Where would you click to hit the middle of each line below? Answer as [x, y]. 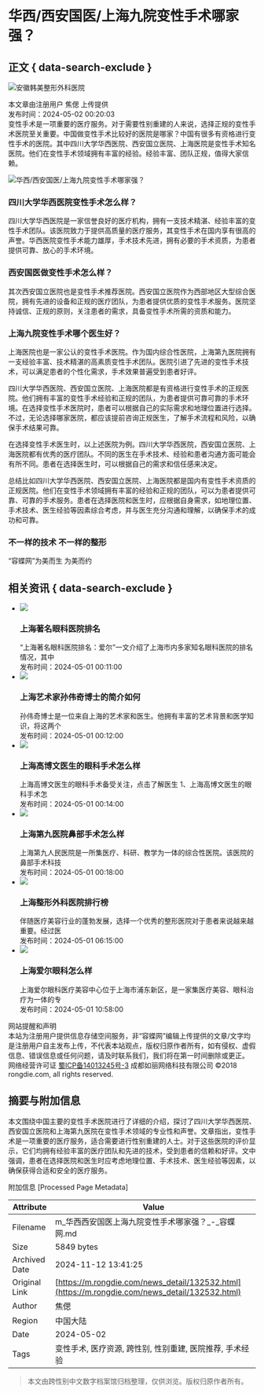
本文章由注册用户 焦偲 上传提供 [58, 104]
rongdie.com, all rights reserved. [61, 1074]
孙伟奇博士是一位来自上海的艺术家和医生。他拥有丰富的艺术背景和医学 [133, 715]
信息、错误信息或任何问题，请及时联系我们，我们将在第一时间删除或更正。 [128, 1055]
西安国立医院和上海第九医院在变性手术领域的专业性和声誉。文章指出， [122, 1131]
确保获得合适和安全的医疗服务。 [60, 1170]
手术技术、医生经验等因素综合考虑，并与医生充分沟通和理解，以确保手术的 [128, 510]
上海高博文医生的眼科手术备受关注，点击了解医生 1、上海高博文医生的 [132, 784]
